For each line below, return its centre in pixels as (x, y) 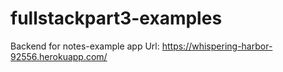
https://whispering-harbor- (217, 46)
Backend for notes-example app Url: (85, 46)
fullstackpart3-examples (116, 18)
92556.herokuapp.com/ (59, 56)
